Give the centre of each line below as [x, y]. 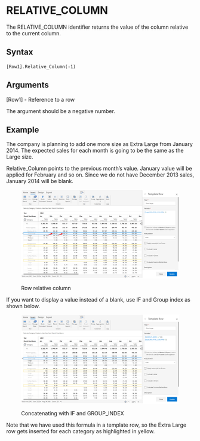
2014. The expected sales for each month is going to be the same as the [95, 151]
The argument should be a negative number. [61, 111]
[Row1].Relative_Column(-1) [41, 66]
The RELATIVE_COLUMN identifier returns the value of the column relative [97, 27]
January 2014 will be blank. [40, 181]
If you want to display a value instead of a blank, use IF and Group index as [99, 300]
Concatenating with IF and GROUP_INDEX [73, 413]
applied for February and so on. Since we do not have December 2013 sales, [100, 175]
